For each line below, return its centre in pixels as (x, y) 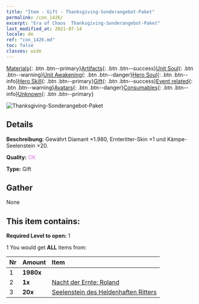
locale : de (20, 34)
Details (20, 125)
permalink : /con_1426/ (35, 17)
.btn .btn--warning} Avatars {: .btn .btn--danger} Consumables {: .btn (90, 87)
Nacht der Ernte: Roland (85, 282)
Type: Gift (19, 169)
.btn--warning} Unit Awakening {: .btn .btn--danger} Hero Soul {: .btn (89, 74)
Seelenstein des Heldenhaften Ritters (104, 292)
